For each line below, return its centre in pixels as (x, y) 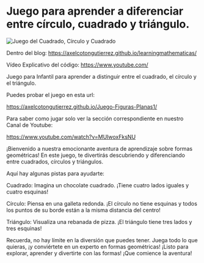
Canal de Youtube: (30, 125)
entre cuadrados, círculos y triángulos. (55, 161)
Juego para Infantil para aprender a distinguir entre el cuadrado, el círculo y (101, 76)
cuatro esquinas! (27, 192)
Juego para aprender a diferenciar (95, 11)
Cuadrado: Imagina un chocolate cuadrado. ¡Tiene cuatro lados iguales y (98, 185)
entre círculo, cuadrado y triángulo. (98, 24)
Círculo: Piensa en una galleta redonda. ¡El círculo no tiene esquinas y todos (102, 203)
